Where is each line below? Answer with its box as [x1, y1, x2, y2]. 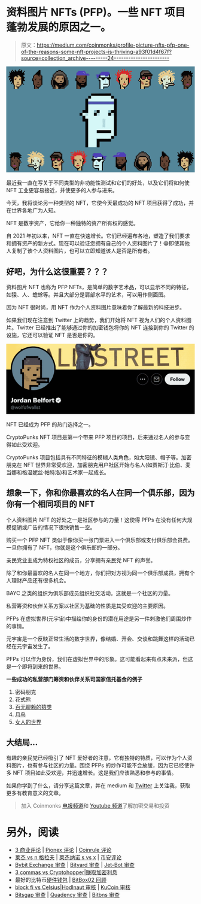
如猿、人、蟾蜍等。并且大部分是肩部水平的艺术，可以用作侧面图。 [6, 291, 169, 298]
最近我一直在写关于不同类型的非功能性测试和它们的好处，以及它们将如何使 [6, 179, 190, 186]
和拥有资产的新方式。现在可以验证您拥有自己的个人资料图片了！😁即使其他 [6, 240, 190, 247]
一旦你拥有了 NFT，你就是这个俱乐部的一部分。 [6, 544, 123, 551]
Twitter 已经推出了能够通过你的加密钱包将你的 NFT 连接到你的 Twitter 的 [16, 324, 194, 331]
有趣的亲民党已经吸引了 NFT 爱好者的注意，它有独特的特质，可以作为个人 [6, 754, 187, 762]
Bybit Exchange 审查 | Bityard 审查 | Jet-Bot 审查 [14, 861, 135, 869]
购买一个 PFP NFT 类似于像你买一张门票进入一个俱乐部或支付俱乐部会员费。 [6, 536, 193, 544]
